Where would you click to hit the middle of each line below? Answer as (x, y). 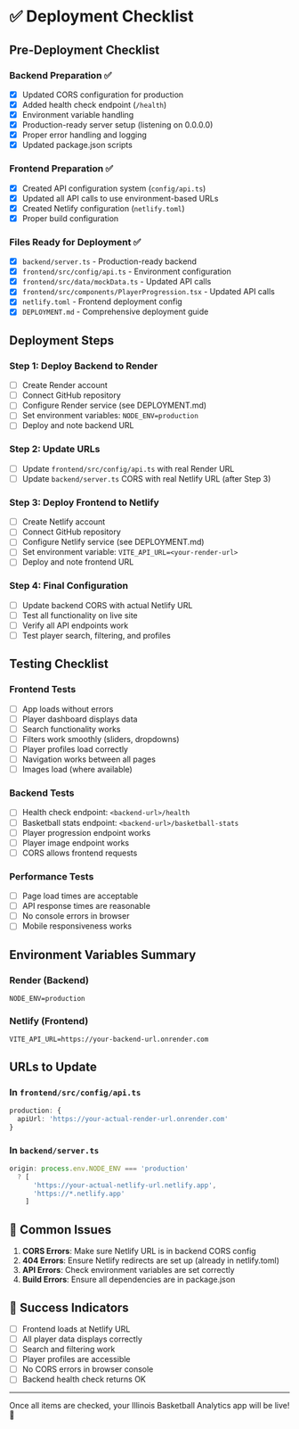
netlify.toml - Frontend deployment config (102, 301)
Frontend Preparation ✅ (61, 169)
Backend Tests (42, 793)
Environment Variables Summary (103, 955)
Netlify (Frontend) (49, 1020)
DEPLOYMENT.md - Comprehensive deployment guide (115, 312)
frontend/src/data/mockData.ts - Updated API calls (117, 282)
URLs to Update (53, 1066)
